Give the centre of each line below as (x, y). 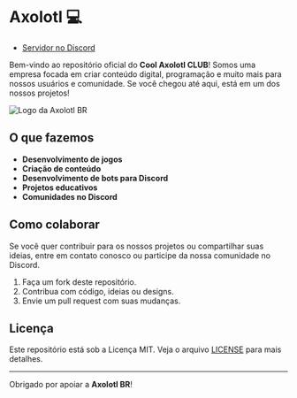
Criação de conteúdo (61, 168)
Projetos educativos (60, 188)
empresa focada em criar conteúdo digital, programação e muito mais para (145, 74)
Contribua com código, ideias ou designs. (98, 291)
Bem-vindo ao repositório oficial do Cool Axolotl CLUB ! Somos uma (133, 65)
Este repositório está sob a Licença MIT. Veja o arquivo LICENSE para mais (145, 349)
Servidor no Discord (58, 47)
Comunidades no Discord (69, 196)
